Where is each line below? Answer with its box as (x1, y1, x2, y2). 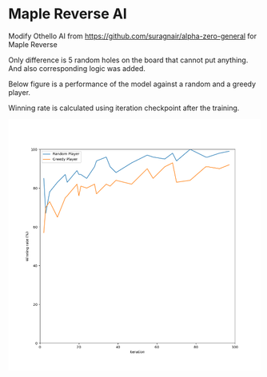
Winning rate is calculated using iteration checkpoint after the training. (8, 103, 240, 113)
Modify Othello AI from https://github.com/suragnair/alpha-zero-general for (8, 31, 257, 41)
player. (8, 87, 30, 97)
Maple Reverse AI (8, 5, 128, 23)
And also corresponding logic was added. (8, 63, 145, 73)
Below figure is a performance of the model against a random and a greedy (8, 79, 257, 89)
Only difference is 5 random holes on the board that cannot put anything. (8, 55, 249, 65)
